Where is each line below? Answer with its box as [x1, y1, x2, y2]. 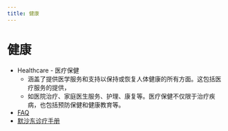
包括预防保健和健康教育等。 [46, 101, 125, 109]
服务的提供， [33, 83, 70, 92]
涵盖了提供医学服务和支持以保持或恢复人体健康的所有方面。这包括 [27, 74, 216, 83]
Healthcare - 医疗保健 [17, 66, 79, 74]
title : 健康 [7, 10, 39, 17]
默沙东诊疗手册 [17, 117, 60, 125]
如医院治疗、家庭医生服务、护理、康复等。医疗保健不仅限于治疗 [27, 92, 209, 100]
